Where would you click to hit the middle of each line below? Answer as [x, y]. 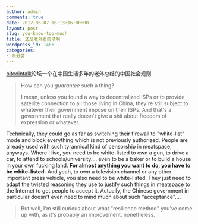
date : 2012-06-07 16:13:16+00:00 [48, 23]
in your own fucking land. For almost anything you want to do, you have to [98, 165]
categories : [21, 51]
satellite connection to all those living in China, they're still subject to [104, 103]
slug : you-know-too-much [37, 34]
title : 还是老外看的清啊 [33, 39]
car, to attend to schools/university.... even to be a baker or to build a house [99, 159]
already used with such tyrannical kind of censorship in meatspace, [89, 146]
